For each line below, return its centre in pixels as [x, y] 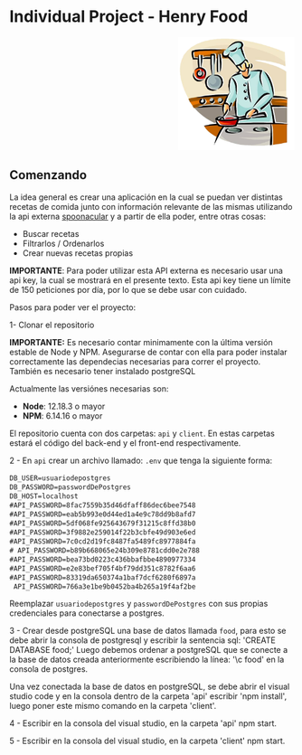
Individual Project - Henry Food [129, 17]
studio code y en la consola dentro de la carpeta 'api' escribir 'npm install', [148, 696]
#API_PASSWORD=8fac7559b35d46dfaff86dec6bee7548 [103, 505]
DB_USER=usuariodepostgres [60, 478]
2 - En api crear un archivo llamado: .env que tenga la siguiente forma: [141, 460]
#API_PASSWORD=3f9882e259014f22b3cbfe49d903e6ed [103, 532]
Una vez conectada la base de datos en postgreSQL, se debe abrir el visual [150, 686]
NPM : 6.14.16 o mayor [62, 415]
